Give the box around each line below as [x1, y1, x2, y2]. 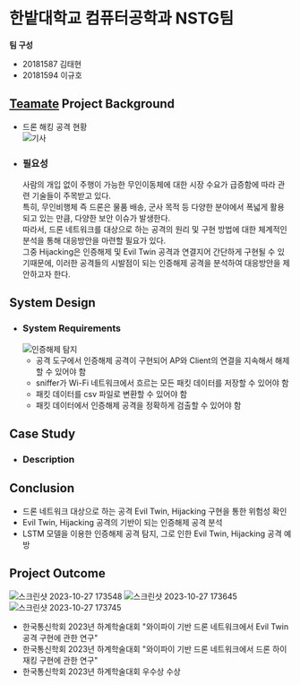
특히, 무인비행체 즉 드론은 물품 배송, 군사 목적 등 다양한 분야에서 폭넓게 [21, 202, 269, 212]
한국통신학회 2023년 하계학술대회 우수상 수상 [21, 665, 181, 677]
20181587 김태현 [21, 58, 82, 69]
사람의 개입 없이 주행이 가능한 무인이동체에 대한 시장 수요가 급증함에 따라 [21, 179, 276, 190]
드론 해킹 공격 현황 [21, 121, 88, 132]
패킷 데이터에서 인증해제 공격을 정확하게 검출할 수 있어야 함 [35, 400, 242, 411]
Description [21, 454, 75, 466]
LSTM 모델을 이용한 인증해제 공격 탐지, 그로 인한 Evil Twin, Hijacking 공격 [21, 528, 282, 539]
